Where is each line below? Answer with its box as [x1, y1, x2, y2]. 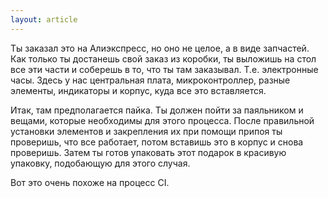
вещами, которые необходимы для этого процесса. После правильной [10, 114, 315, 126]
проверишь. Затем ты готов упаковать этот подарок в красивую [10, 146, 287, 158]
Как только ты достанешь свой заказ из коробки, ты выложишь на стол [10, 52, 317, 65]
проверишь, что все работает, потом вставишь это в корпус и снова [10, 136, 304, 148]
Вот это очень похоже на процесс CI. [10, 176, 170, 188]
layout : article [10, 14, 78, 25]
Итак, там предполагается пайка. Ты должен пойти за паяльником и [10, 104, 304, 116]
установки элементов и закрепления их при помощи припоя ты [10, 125, 283, 137]
